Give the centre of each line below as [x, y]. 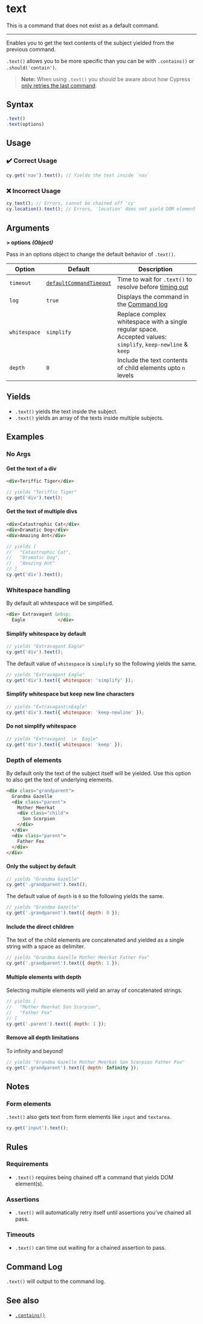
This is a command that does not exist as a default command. [83, 25]
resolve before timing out [153, 287]
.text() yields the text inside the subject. [66, 411]
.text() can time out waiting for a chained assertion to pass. [90, 1248]
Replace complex [141, 314]
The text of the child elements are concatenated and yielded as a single [95, 940]
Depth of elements [34, 760]
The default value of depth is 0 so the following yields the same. [85, 896]
